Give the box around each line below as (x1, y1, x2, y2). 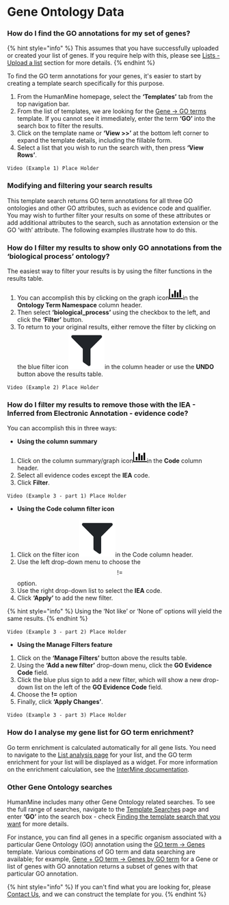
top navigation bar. (16, 100, 70, 108)
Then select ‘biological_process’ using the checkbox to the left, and (16, 308, 211, 316)
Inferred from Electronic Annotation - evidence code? (7, 409, 189, 418)
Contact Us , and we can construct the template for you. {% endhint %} (7, 890, 207, 898)
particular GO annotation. (7, 869, 79, 878)
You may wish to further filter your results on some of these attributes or (7, 211, 211, 220)
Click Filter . (16, 478, 50, 487)
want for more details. (7, 819, 69, 827)
